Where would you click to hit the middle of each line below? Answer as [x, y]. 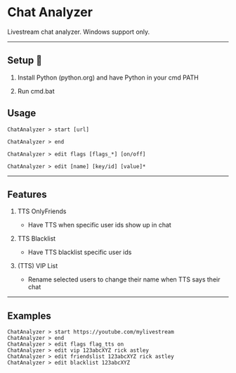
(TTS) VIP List [38, 266]
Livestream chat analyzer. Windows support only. [79, 32]
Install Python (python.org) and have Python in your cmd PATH [108, 77]
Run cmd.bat [36, 91]
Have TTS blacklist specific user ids [80, 252]
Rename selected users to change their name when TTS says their [124, 279]
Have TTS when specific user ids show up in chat [100, 225]
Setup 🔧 [25, 61]
